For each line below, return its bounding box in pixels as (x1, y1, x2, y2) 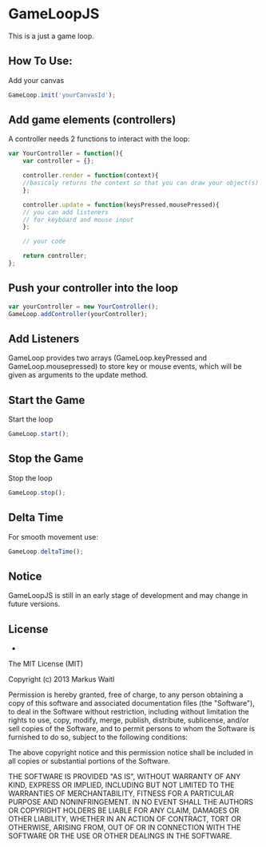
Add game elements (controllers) (8, 113, 177, 127)
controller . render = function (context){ (22, 172, 159, 180)
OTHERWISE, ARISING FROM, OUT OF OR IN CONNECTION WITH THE (8, 823, 241, 832)
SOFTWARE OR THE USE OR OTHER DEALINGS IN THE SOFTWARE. (8, 831, 232, 841)
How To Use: (8, 54, 73, 68)
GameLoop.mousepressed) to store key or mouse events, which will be (8, 362, 242, 371)
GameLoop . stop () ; (8, 489, 66, 497)
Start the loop (8, 414, 54, 424)
